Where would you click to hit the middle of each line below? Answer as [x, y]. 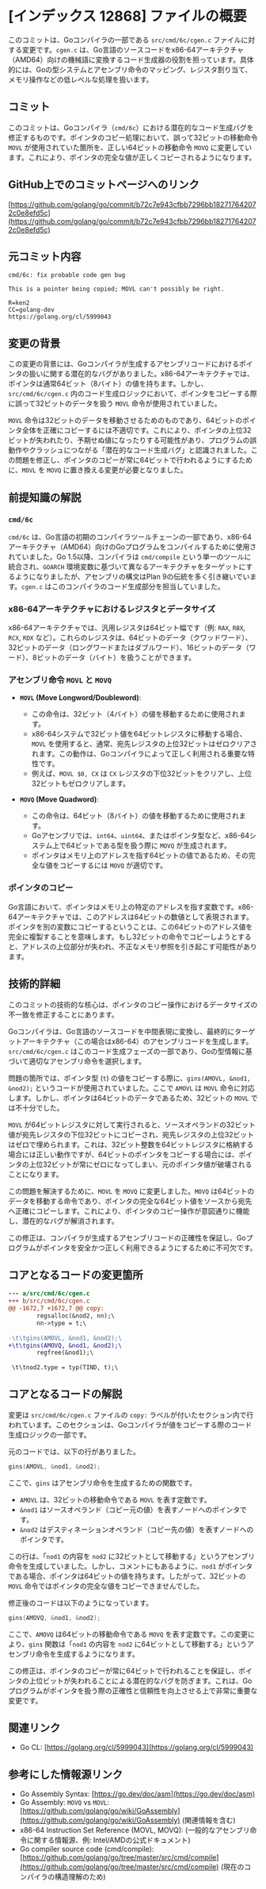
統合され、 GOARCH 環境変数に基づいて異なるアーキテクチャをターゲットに [127, 566]
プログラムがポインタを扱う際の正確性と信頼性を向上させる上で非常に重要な [133, 1691]
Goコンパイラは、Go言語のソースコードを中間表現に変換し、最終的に [122, 1031]
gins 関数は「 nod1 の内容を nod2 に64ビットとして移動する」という [138, 1644]
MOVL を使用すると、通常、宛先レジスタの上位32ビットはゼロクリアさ [144, 744]
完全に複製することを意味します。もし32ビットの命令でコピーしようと [123, 937]
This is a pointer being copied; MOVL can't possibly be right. [116, 289]
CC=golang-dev [32, 310]
